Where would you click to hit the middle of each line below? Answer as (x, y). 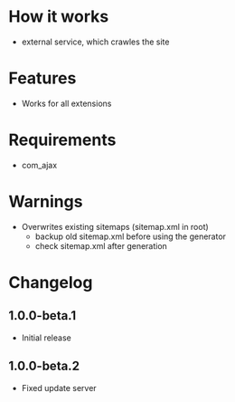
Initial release (46, 338)
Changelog (51, 282)
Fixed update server (59, 388)
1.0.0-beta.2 (44, 366)
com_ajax (39, 165)
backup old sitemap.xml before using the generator (131, 236)
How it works (59, 17)
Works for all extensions (66, 103)
